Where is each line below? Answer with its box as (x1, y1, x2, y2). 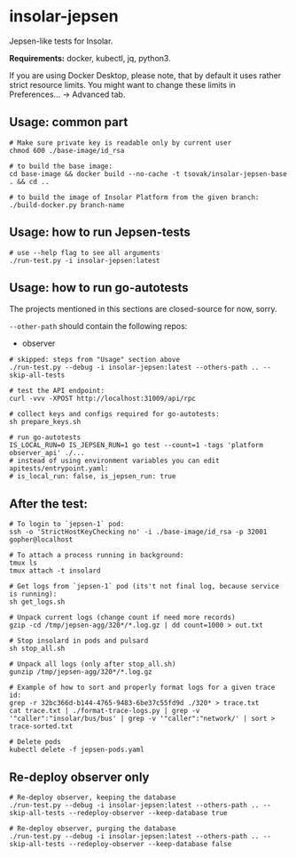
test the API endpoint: (17, 387, 105, 396)
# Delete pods (9, 738, 62, 747)
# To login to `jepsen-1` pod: (9, 520, 125, 529)
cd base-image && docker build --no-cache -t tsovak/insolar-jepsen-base (9, 169, 288, 179)
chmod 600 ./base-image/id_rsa (9, 146, 125, 155)
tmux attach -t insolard (9, 566, 101, 575)
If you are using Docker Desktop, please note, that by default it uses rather (9, 69, 282, 81)
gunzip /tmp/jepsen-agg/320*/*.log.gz (9, 668, 152, 677)
